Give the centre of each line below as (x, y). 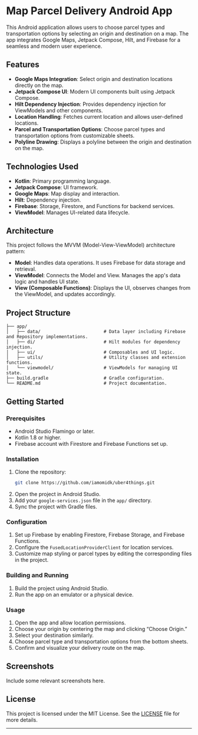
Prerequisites (26, 418)
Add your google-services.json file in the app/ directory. (83, 500)
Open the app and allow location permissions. (70, 623)
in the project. (32, 560)
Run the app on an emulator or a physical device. (74, 594)
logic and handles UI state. (47, 281)
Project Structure (38, 313)
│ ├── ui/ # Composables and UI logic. (91, 352)
